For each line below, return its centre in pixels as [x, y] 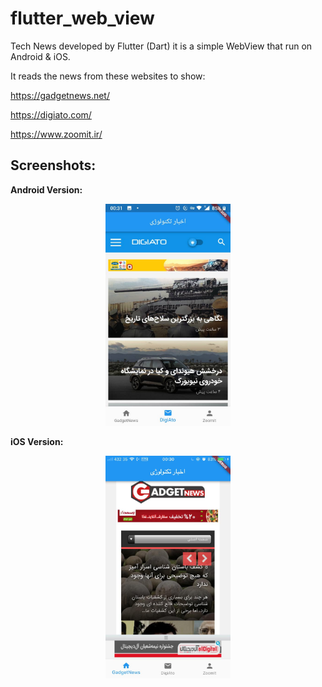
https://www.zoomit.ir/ [56, 134]
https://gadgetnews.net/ [60, 95]
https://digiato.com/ [51, 114]
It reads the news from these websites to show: [108, 76]
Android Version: [46, 189]
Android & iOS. [40, 56]
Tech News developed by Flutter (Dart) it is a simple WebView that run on [161, 46]
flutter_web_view [82, 18]
